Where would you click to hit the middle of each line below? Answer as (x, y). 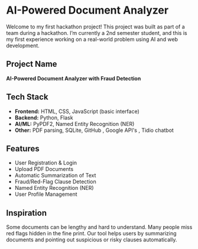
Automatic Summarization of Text (55, 176)
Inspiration (27, 213)
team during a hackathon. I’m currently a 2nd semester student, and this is (97, 33)
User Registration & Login (46, 163)
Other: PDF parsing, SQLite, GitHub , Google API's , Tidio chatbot (94, 130)
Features (23, 148)
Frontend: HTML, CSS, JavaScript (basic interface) (77, 111)
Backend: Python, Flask (44, 117)
